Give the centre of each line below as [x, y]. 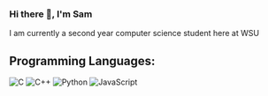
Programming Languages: [82, 61]
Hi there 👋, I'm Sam [51, 14]
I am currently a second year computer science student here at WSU [134, 33]
